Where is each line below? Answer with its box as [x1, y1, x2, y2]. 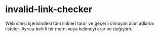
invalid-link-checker [5, 4, 93, 15]
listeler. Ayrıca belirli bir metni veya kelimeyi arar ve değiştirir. [5, 25, 133, 31]
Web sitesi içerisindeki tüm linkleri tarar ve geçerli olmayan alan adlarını [5, 20, 154, 26]
